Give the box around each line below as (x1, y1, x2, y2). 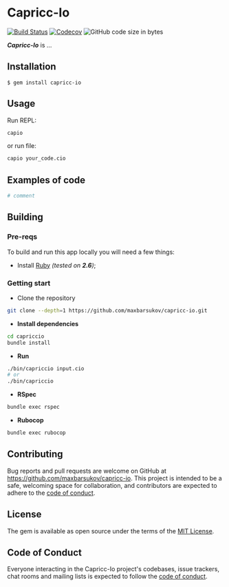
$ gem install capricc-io (7, 79, 81, 86)
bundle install (7, 339, 51, 346)
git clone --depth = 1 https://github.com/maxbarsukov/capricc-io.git (7, 307, 208, 314)
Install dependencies (17, 319, 79, 328)
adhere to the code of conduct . (7, 489, 96, 497)
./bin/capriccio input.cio (7, 365, 85, 372)
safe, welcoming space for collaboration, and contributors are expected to (7, 481, 218, 489)
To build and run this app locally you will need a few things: (7, 248, 175, 256)
